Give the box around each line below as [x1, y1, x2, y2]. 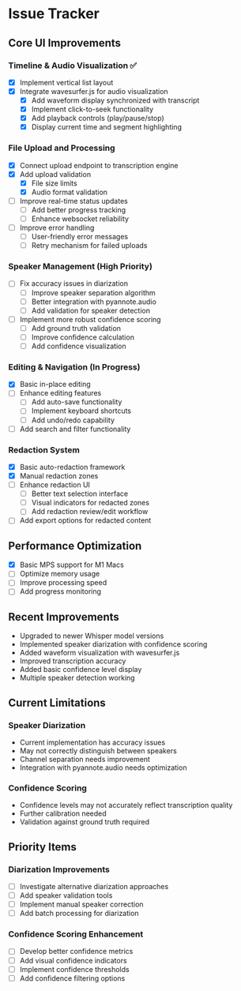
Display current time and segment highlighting [31, 122, 182, 132]
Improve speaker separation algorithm [31, 287, 156, 297]
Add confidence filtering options [19, 973, 126, 983]
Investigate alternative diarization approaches [19, 881, 169, 891]
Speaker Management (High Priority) [8, 261, 153, 272]
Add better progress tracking [31, 205, 126, 214]
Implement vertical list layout [19, 77, 114, 87]
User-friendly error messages [31, 232, 129, 242]
